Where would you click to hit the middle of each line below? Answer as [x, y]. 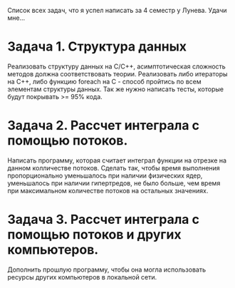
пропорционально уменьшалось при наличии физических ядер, [105, 175]
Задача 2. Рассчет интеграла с [104, 126]
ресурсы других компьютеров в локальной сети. [82, 277]
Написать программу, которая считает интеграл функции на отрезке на [117, 160]
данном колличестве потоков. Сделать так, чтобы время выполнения [114, 168]
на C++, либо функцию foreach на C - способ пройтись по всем [104, 81]
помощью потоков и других [94, 235]
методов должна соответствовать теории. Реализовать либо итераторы [117, 73]
